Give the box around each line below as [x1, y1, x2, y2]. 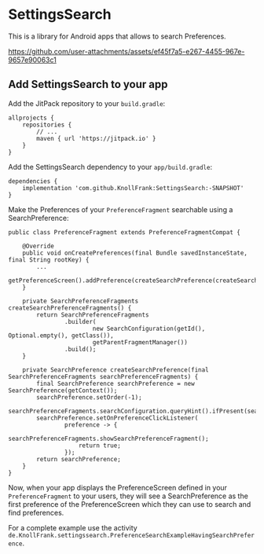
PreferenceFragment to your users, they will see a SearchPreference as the [8, 491, 249, 501]
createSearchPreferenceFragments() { [8, 304, 132, 312]
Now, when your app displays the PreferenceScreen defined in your [8, 482, 228, 492]
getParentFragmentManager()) [92, 338, 189, 347]
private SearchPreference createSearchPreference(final [22, 365, 210, 374]
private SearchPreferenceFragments [22, 297, 139, 305]
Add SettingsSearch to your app [8, 78, 168, 91]
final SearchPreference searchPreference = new [36, 380, 195, 387]
